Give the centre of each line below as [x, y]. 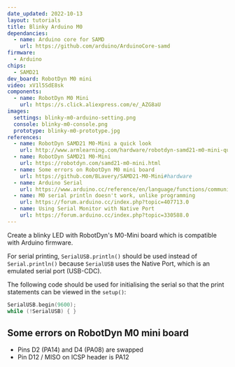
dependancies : [28, 33]
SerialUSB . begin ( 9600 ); [42, 305]
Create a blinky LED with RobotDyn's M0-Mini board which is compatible [112, 235]
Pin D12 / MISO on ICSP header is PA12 [73, 357]
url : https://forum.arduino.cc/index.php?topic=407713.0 [105, 202]
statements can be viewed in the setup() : [67, 292]
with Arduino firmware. [40, 243]
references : [24, 137]
